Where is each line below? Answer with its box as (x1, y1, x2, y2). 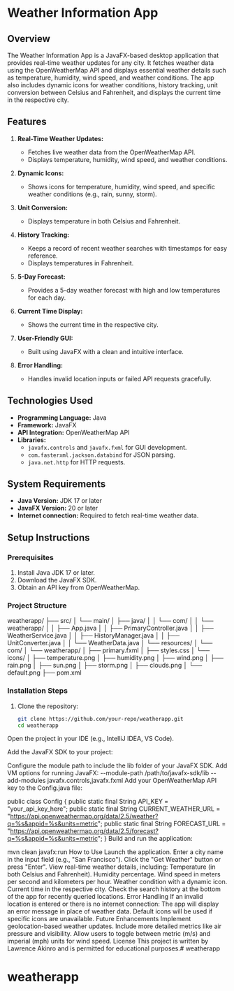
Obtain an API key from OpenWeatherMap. (17, 583, 140, 592)
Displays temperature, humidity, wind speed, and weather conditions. (27, 155, 228, 163)
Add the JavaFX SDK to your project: (7, 748, 113, 756)
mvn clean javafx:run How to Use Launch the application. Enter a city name (7, 848, 224, 856)
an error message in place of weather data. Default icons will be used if (7, 907, 213, 916)
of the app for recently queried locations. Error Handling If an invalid (7, 893, 204, 901)
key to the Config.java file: (7, 784, 82, 792)
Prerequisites (7, 552, 54, 562)
